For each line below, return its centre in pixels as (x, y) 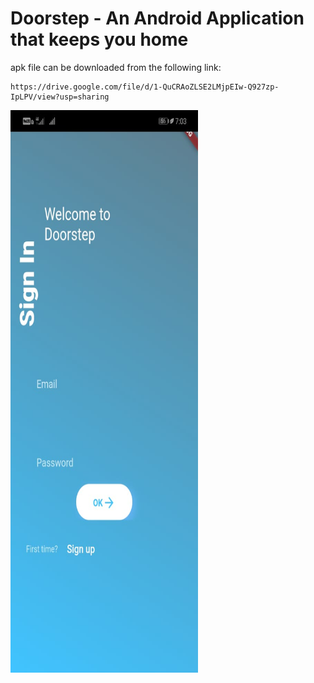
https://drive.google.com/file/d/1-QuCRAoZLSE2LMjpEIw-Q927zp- (145, 87)
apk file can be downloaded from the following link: (116, 67)
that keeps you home (99, 39)
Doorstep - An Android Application (157, 18)
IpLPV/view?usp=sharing (60, 97)
